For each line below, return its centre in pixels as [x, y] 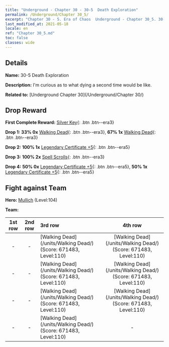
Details [16, 63]
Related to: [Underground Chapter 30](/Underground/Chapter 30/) [75, 95]
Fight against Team [36, 188]
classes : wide [20, 43]
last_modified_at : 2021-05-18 [37, 24]
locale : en [17, 29]
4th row [132, 225]
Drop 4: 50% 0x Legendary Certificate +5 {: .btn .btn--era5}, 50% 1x [76, 167]
